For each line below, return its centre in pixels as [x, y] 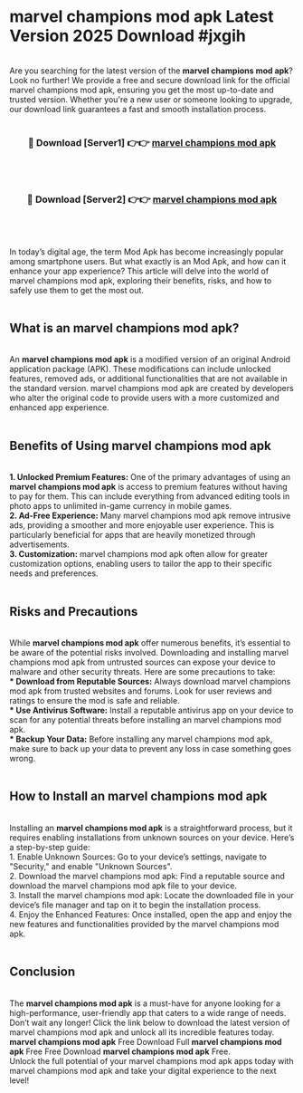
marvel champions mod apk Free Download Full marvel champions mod [146, 1041]
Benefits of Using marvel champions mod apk [140, 446]
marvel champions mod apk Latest [142, 17]
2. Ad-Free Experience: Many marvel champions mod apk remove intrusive [150, 516]
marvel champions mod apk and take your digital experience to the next [143, 1070]
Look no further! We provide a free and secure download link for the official [150, 80]
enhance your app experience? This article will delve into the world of [139, 271]
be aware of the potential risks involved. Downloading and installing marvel [149, 652]
